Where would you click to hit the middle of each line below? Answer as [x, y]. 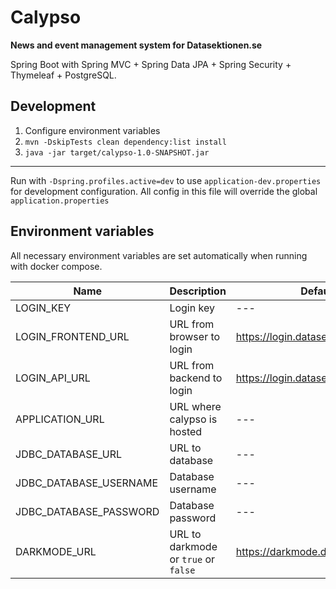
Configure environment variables [92, 130]
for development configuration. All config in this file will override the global [164, 191]
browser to [195, 336]
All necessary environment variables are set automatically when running [159, 255]
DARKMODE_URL [56, 551]
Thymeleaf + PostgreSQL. [63, 75]
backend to [196, 378]
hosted [186, 431]
